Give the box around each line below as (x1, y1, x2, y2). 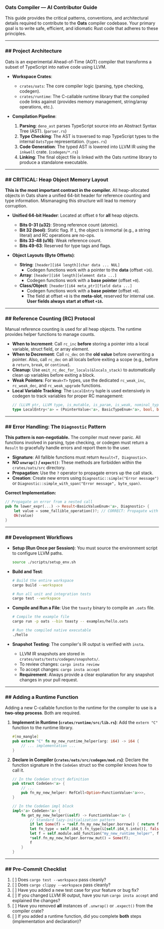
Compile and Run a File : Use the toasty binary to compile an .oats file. (12, 605, 155, 611)
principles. (5, 31, 26, 37)
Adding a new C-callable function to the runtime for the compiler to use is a (5, 705, 157, 711)
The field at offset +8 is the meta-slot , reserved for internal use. (26, 293, 155, 299)
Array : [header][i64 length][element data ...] (19, 272, 117, 278)
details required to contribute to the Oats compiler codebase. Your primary (5, 20, 155, 26)
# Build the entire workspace (12, 578, 74, 583)
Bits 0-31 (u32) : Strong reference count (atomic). (19, 222, 119, 228)
